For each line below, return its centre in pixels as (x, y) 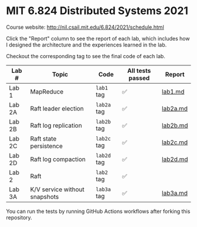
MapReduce (47, 91)
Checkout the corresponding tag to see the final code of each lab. (86, 56)
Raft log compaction (58, 159)
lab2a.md (175, 108)
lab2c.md (175, 142)
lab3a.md (175, 193)
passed (139, 78)
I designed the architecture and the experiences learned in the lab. (86, 45)
